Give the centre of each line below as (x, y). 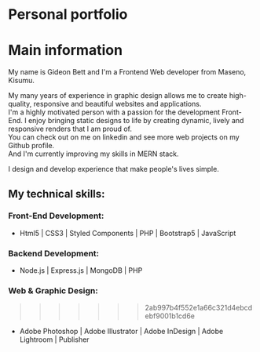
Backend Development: (54, 253)
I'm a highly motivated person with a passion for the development (114, 112)
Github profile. (31, 146)
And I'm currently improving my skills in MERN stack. (93, 154)
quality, (20, 104)
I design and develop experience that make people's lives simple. (114, 169)
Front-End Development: (56, 216)
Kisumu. (22, 81)
